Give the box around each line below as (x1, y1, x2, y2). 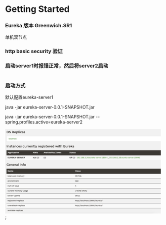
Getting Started (5, 3, 70, 15)
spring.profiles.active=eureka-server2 (5, 119, 83, 125)
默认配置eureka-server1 (5, 94, 53, 100)
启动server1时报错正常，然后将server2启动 (5, 62, 109, 69)
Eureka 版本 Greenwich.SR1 (5, 22, 72, 29)
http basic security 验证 (5, 48, 63, 55)
